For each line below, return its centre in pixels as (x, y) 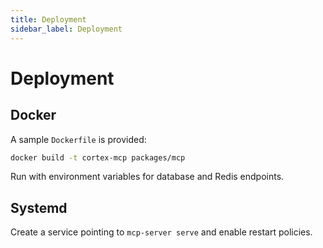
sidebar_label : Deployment (66, 29)
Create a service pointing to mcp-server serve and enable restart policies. (161, 232)
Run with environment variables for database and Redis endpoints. (147, 177)
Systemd (39, 207)
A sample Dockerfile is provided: (78, 139)
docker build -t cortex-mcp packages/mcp (98, 157)
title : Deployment (48, 19)
